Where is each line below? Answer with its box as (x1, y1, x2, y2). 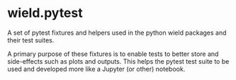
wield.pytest (7, 5, 83, 21)
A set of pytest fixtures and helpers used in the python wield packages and (7, 28, 227, 37)
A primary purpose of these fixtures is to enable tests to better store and (7, 50, 219, 58)
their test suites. (7, 35, 55, 44)
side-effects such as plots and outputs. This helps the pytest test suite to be (7, 57, 230, 65)
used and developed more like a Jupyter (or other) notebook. (7, 64, 186, 73)
